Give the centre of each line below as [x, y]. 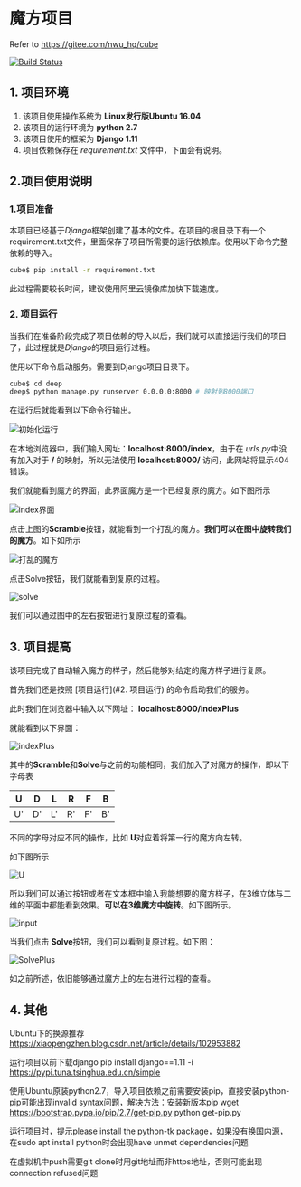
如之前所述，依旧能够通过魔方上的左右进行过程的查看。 [112, 979]
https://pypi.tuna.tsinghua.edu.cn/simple [85, 1072]
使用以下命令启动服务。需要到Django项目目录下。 [102, 366]
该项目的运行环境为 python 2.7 [80, 127]
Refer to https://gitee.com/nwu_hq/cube [84, 44]
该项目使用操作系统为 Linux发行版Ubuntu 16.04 [112, 116]
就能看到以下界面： [45, 728]
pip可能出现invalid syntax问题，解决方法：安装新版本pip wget [124, 1102]
